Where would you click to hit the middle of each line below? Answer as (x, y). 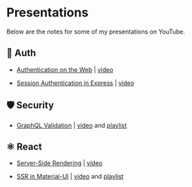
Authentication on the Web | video (65, 69)
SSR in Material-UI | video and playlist (70, 177)
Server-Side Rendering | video (59, 163)
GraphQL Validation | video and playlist (72, 125)
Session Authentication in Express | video (75, 83)
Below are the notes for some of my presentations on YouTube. (96, 32)
